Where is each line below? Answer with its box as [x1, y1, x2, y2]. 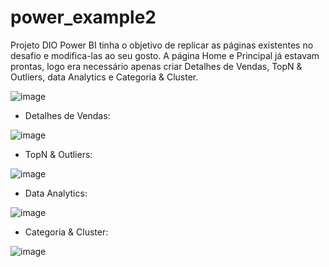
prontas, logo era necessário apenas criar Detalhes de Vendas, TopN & [10, 60, 303, 72]
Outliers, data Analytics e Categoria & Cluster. [10, 71, 199, 83]
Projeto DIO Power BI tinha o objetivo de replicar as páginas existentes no [10, 39, 314, 51]
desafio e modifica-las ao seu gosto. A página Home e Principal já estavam [10, 49, 320, 61]
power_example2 [10, 6, 157, 29]
